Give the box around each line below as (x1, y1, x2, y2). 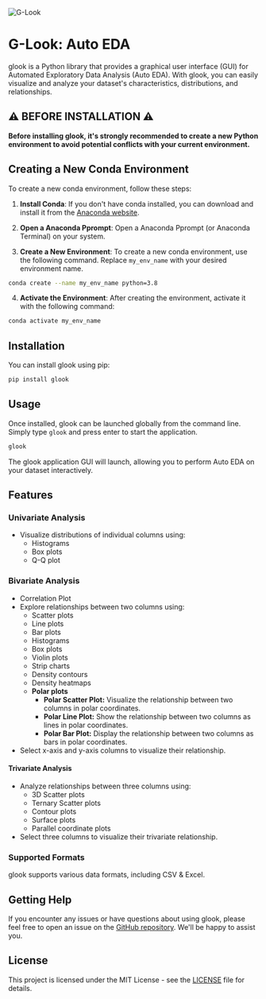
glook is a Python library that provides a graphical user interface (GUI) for (8, 61, 249, 71)
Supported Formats (8, 851, 85, 862)
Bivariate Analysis (8, 575, 80, 587)
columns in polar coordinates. (43, 703, 141, 713)
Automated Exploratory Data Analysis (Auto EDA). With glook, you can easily (8, 70, 259, 79)
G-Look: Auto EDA (8, 36, 131, 53)
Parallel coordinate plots (31, 823, 111, 833)
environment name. (19, 263, 83, 273)
